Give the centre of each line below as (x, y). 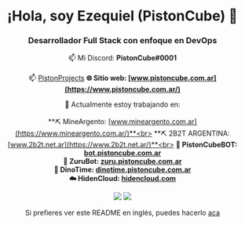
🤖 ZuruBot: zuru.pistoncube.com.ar (122, 161)
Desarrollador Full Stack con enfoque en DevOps (122, 41)
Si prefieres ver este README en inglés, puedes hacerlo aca (122, 213)
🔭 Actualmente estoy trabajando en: (122, 104)
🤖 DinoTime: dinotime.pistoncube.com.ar (122, 170)
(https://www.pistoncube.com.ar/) (122, 89)
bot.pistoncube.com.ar (122, 153)
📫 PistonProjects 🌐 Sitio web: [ (80, 78)
